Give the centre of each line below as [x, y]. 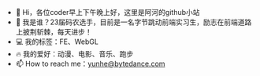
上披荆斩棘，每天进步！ [54, 32]
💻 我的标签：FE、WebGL [57, 42]
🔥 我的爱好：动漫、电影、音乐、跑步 [74, 54]
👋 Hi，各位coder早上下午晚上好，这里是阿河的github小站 [108, 12]
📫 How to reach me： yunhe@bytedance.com [90, 63]
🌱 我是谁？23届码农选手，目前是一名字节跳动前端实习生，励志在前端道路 [134, 22]
